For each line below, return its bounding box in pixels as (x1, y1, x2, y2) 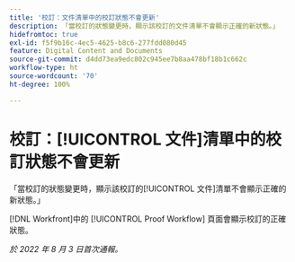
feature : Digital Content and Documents (9, 47, 164, 56)
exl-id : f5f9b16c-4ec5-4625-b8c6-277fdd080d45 (9, 38, 187, 48)
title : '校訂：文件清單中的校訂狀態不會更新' (9, 13, 160, 22)
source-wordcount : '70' (9, 72, 99, 81)
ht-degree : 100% (9, 80, 70, 89)
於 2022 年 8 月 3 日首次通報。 (9, 243, 123, 254)
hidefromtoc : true (9, 30, 78, 39)
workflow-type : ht (9, 64, 78, 73)
